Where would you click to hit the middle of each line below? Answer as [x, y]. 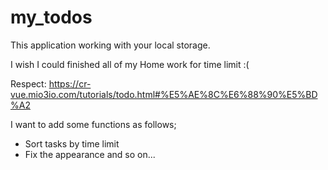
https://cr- [70, 83]
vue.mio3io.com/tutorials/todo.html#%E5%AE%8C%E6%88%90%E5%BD [164, 94]
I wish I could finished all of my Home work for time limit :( [130, 64]
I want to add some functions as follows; [93, 124]
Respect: [28, 83]
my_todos [51, 17]
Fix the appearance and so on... [90, 154]
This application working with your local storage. [110, 45]
